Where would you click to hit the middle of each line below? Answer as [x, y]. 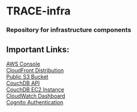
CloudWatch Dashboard [36, 96]
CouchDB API [23, 83]
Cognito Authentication [35, 102]
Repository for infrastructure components [69, 30]
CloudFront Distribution [35, 70]
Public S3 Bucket [27, 76]
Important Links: [38, 49]
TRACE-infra [38, 11]
